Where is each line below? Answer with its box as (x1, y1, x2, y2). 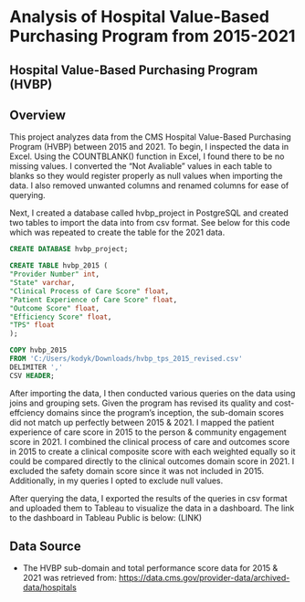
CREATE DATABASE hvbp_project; (9, 245, 129, 254)
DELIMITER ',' (9, 363, 64, 372)
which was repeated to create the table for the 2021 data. (9, 227, 226, 238)
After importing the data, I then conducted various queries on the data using (9, 387, 296, 398)
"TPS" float (9, 321, 55, 330)
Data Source (9, 539, 81, 554)
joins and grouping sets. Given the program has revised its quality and (9, 397, 273, 408)
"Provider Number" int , (9, 269, 100, 280)
